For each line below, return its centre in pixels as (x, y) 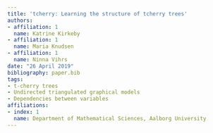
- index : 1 (23, 112)
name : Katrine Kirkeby (47, 33)
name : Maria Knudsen (44, 46)
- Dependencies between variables (58, 99)
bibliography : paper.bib (44, 72)
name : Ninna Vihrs (41, 60)
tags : (15, 79)
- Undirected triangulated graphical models (74, 92)
